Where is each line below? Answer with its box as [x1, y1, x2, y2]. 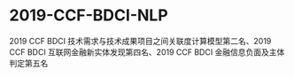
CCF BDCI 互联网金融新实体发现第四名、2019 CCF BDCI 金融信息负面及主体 [9, 46, 285, 58]
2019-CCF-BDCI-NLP [9, 5, 168, 26]
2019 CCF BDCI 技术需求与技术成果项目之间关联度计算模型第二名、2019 [9, 35, 272, 46]
